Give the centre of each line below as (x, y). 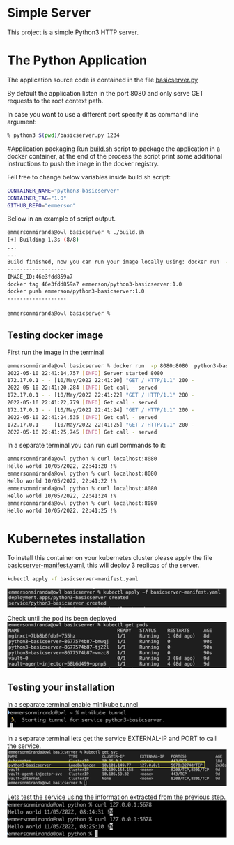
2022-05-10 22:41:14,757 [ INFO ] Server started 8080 (85, 373)
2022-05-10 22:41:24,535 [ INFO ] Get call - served (82, 417)
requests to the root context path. (55, 101)
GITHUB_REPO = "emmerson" (42, 205)
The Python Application (77, 60)
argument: (22, 122)
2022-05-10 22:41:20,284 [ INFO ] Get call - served (82, 388)
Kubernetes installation (76, 538)
